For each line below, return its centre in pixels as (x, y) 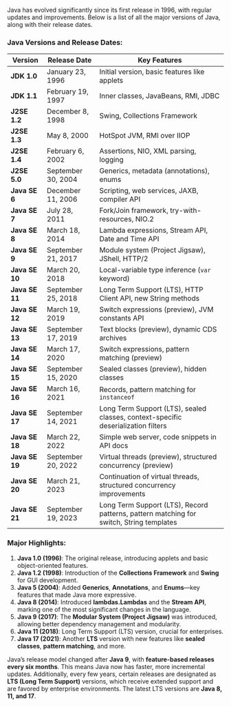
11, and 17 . (22, 696)
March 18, (64, 230)
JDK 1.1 (24, 96)
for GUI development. (47, 580)
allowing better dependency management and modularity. (99, 624)
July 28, (60, 211)
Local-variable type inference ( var (155, 270)
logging (111, 160)
